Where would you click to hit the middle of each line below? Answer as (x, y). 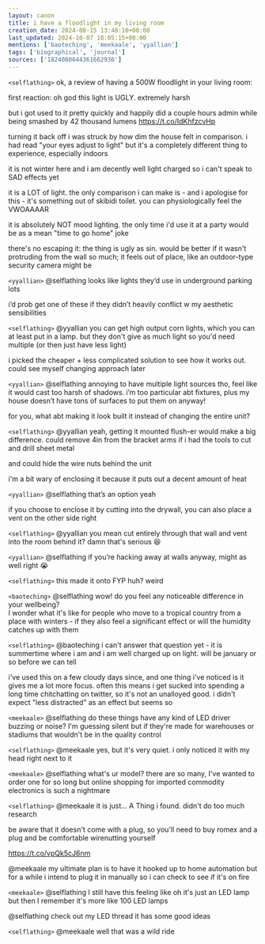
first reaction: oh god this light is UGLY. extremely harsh (99, 97)
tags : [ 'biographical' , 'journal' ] (67, 52)
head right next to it (40, 758)
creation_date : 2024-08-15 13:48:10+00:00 (79, 30)
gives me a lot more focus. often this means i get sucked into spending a (127, 685)
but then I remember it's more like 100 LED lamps (88, 900)
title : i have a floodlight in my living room (86, 23)
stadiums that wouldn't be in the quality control (85, 734)
